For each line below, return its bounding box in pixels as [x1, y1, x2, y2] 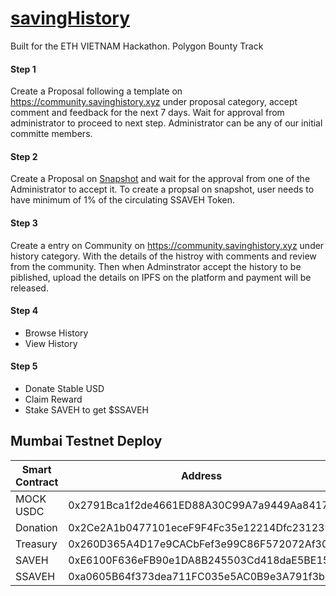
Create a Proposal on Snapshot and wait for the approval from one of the [10, 173, 311, 185]
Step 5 [10, 360, 38, 372]
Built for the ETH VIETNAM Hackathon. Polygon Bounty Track [10, 40, 264, 52]
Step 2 [10, 150, 38, 162]
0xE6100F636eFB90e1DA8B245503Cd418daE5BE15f [68, 553, 334, 567]
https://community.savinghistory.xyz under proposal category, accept [10, 96, 298, 108]
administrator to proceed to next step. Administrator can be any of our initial [10, 117, 323, 129]
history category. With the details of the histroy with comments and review [10, 250, 317, 262]
